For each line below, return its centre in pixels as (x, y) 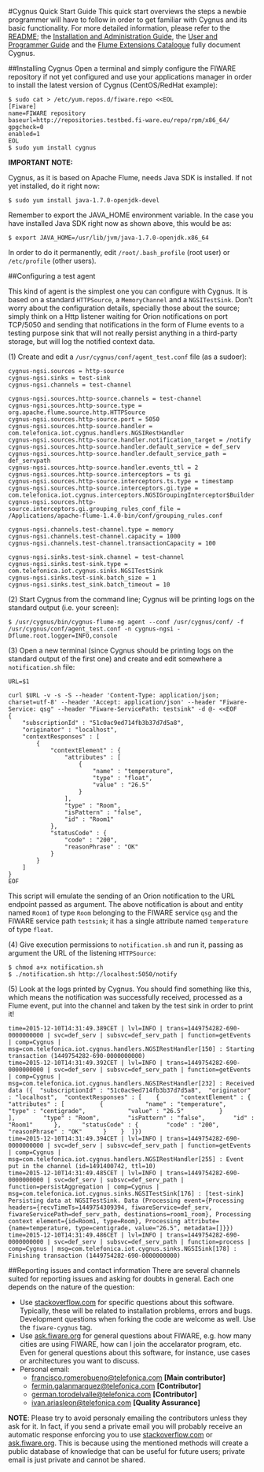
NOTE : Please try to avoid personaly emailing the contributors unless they (128, 1418)
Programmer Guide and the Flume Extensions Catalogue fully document (125, 45)
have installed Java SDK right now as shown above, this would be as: (120, 223)
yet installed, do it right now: (54, 186)
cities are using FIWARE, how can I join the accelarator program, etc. (130, 1344)
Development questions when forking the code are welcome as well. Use (137, 1319)
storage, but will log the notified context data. (82, 341)
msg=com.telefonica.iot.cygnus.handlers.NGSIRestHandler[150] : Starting (132, 1049)
